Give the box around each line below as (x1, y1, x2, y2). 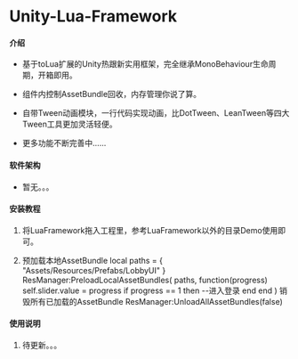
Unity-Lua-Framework (9, 6, 178, 27)
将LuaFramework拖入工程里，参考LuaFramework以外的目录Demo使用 (21, 224, 278, 235)
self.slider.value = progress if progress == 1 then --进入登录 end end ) (21, 285, 278, 296)
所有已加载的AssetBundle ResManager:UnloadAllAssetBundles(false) (29, 296, 283, 306)
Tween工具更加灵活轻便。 (21, 118, 117, 130)
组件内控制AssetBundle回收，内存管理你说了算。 (21, 89, 202, 100)
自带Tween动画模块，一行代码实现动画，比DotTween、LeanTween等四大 (21, 108, 290, 118)
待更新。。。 (21, 340, 62, 350)
